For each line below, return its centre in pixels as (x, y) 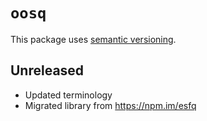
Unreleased (47, 70)
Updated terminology (68, 95)
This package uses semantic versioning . (93, 39)
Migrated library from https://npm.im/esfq (110, 105)
